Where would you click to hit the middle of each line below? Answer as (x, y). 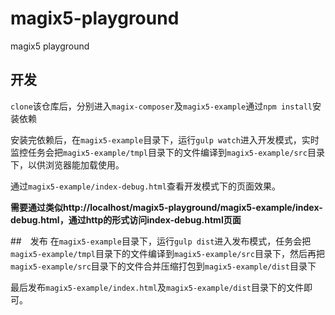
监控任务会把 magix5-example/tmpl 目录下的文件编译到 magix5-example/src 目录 (167, 152)
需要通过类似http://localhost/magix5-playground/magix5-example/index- (166, 207)
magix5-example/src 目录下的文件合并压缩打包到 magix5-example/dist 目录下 (163, 266)
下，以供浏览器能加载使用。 (67, 164)
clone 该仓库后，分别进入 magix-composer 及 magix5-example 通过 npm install (161, 106)
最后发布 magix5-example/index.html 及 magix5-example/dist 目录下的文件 (157, 287)
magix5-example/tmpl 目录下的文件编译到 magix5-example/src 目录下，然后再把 (167, 253)
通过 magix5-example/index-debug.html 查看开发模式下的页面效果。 (145, 186)
